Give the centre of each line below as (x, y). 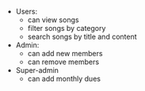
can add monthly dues (64, 79)
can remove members (63, 62)
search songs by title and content (82, 36)
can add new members (65, 53)
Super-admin (37, 70)
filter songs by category (67, 28)
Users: (27, 11)
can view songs (53, 20)
